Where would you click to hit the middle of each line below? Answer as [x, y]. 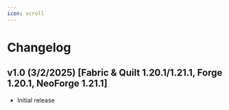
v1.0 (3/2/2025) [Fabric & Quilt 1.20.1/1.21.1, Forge [115, 73]
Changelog [39, 47]
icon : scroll [26, 13]
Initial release [36, 100]
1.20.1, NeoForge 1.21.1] [57, 84]
